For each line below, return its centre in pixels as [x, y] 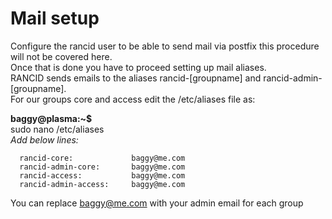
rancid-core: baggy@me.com [102, 158]
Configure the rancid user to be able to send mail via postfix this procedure [165, 46]
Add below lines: [44, 139]
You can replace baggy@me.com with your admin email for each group [157, 203]
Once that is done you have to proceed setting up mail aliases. [138, 67]
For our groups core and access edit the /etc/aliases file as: [133, 99]
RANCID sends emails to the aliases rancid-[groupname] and [136, 78]
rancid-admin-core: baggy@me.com [102, 167]
